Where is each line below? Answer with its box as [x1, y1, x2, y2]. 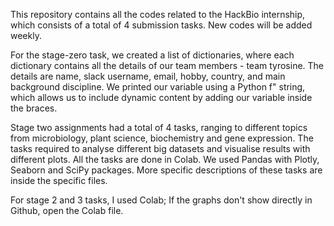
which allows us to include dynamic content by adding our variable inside [10, 92, 313, 103]
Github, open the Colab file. [10, 205, 124, 216]
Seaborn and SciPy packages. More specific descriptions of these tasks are [10, 164, 323, 176]
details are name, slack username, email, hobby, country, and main [10, 70, 286, 82]
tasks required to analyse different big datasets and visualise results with [10, 143, 311, 154]
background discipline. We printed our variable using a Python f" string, [10, 81, 306, 93]
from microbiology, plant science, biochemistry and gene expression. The [10, 132, 314, 144]
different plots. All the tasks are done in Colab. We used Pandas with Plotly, [10, 154, 320, 165]
